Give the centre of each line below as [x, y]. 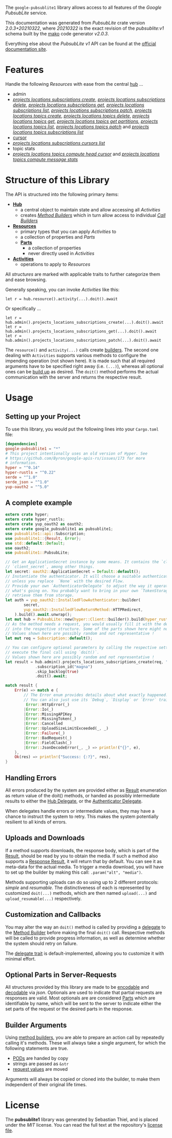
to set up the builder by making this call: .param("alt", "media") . [74, 872]
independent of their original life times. [46, 1085]
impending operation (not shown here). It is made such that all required [80, 361]
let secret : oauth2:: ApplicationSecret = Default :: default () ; [73, 572]
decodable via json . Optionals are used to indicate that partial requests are [84, 993]
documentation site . [26, 49]
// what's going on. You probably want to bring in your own [72, 591]
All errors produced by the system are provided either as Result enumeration [86, 790]
